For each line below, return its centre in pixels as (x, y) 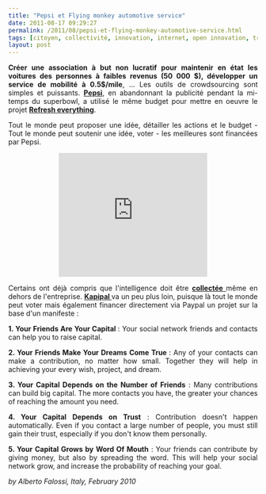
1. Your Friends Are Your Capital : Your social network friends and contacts (133, 329)
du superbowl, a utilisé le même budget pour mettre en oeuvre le (144, 101)
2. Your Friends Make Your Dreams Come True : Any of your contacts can (133, 353)
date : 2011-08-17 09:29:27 (53, 23)
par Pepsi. (25, 142)
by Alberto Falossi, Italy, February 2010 (72, 481)
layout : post (30, 45)
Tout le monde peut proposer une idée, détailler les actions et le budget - (133, 125)
